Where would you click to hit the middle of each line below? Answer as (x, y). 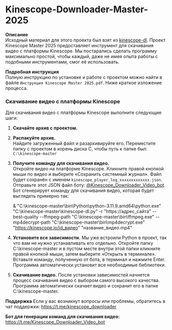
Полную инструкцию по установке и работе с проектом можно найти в (84, 77)
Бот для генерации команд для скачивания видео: (62, 317)
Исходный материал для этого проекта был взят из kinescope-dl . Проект (85, 40)
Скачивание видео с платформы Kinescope (63, 101)
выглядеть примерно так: (41, 196)
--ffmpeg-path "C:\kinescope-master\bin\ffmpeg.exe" (97, 217)
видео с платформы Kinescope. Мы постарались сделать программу (81, 51)
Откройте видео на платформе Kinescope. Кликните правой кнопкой (88, 169)
